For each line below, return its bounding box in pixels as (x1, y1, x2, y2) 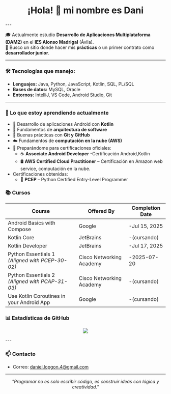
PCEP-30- (40, 257, 68, 264)
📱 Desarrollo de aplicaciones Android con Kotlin (12, 121, 113, 127)
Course (32, 207, 50, 214)
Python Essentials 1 (8, 250, 55, 258)
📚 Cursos (5, 189, 31, 196)
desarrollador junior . (5, 49, 50, 55)
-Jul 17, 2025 (129, 242, 163, 249)
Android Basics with (8, 219, 55, 226)
